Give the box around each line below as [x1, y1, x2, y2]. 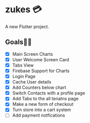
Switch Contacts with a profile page [12, 90, 86, 96]
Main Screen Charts [12, 51, 53, 57]
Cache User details [12, 79, 51, 85]
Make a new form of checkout [12, 101, 74, 107]
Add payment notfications [12, 112, 65, 119]
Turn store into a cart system [12, 107, 71, 113]
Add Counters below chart [12, 84, 66, 90]
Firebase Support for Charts [12, 68, 70, 74]
